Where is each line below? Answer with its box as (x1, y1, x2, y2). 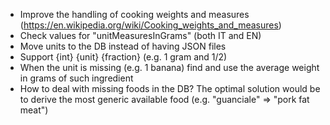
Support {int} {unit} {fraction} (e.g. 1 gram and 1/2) (19, 51, 228, 63)
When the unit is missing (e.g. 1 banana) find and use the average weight (19, 62, 320, 73)
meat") (19, 104, 49, 116)
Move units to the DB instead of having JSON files (19, 40, 227, 52)
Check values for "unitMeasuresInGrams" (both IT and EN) (19, 30, 262, 41)
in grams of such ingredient (19, 72, 134, 84)
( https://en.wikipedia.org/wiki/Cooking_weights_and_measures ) (19, 19, 282, 31)
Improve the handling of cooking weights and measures (19, 9, 250, 20)
